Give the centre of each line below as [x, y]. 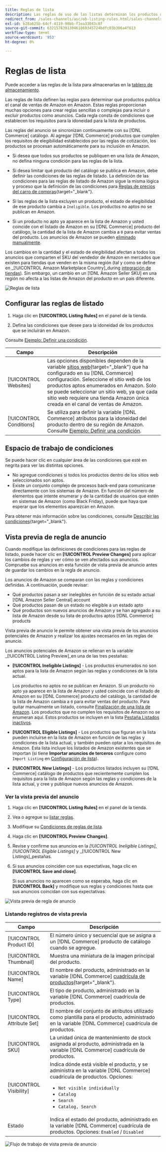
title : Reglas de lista [30, 10]
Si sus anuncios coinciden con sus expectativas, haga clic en [75, 866]
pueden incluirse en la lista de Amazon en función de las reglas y [78, 737]
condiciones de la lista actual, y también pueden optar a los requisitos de [86, 743]
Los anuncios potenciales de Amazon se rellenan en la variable [69, 651]
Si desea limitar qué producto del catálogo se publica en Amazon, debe [85, 170]
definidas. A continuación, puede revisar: [47, 585]
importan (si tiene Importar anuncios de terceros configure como [79, 753]
